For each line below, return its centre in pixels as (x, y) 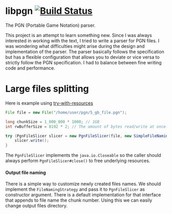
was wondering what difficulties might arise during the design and (75, 46)
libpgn (19, 11)
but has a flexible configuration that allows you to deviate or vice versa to (82, 57)
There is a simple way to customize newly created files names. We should (83, 184)
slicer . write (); (32, 141)
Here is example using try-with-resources (49, 103)
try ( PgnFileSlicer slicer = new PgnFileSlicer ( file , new (68, 136)
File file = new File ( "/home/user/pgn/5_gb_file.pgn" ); (66, 112)
